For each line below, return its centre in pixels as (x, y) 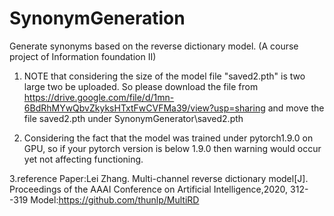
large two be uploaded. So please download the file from (141, 86)
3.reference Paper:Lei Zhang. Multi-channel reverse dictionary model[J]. (159, 178)
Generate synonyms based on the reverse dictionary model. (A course (154, 46)
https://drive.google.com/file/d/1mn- (99, 97)
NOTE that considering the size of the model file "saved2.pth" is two (164, 76)
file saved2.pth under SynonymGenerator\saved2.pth (133, 118)
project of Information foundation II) (83, 56)
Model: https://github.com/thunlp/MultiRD (115, 199)
